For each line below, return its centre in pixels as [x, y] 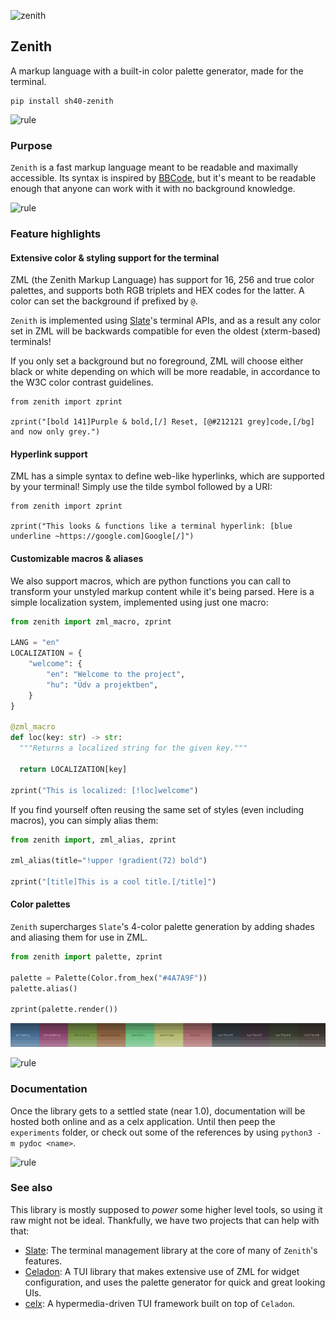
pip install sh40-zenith [62, 101]
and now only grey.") [55, 432]
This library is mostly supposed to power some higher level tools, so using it [166, 1209]
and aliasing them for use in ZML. [79, 937]
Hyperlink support [49, 454]
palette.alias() [44, 988]
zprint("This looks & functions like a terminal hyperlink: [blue [151, 526]
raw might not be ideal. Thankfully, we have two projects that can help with [165, 1220]
